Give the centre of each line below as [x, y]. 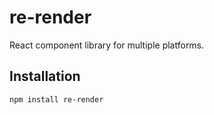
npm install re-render [56, 99]
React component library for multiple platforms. [107, 45]
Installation [45, 76]
